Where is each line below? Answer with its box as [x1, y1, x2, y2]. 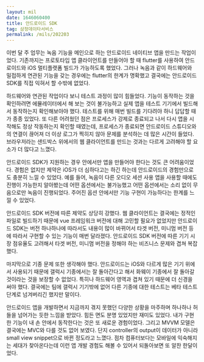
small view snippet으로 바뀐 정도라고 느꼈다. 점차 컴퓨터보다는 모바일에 [6, 334, 177, 341]
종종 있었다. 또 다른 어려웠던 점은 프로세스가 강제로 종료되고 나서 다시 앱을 [12, 115, 188, 122]
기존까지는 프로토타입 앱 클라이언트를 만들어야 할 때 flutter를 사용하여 [19, 57, 184, 64]
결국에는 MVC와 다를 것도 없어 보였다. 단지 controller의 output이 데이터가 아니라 [6, 327, 199, 334]
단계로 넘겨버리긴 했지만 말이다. [6, 291, 82, 298]
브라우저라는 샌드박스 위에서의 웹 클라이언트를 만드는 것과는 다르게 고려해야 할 [6, 138, 192, 145]
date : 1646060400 [6, 15, 51, 21]
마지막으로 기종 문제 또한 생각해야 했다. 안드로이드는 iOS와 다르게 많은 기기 [6, 260, 184, 268]
